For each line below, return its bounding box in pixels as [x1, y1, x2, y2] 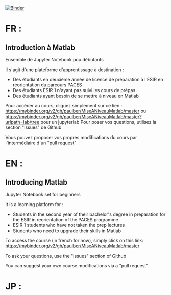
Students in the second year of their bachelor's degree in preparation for [12, 211, 166, 217]
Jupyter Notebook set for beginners [5, 192, 81, 197]
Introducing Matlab [5, 178, 67, 187]
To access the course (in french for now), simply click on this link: [5, 238, 144, 243]
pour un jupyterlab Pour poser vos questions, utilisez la [40, 119, 157, 125]
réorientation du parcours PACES [12, 82, 83, 88]
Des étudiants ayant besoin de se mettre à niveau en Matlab [12, 93, 139, 99]
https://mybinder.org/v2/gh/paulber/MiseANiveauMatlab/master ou [5, 108, 146, 114]
